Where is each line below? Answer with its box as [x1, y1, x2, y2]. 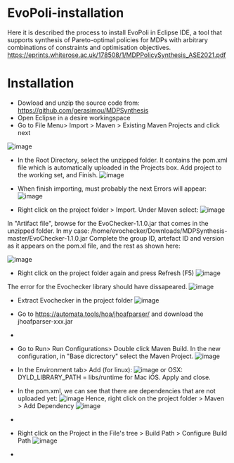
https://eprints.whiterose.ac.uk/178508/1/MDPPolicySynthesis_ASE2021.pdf [7, 51, 226, 59]
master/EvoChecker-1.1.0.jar [7, 234, 88, 242]
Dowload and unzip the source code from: [17, 99, 140, 107]
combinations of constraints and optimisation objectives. [7, 43, 171, 51]
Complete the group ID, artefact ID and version [89, 234, 225, 242]
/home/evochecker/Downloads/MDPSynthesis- [91, 227, 228, 235]
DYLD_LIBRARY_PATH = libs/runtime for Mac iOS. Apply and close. [17, 373, 211, 381]
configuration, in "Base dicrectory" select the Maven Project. [17, 352, 194, 360]
